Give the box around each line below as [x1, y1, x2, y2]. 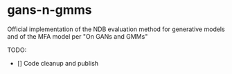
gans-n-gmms [7, 2, 92, 18]
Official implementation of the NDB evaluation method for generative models [7, 25, 225, 33]
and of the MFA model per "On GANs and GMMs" [7, 32, 148, 40]
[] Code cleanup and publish [17, 59, 99, 67]
